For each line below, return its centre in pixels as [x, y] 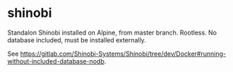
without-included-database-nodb [56, 61]
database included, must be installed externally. [77, 40]
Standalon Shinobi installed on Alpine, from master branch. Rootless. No [112, 32]
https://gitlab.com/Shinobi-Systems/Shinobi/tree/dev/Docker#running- [123, 54]
